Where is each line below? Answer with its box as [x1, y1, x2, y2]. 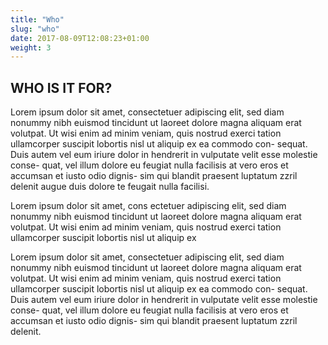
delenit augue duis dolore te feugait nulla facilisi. [10, 181, 210, 193]
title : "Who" [10, 14, 65, 25]
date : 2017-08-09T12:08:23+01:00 [10, 33, 150, 43]
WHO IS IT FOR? [10, 79, 113, 96]
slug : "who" [10, 24, 60, 34]
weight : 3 [10, 42, 52, 53]
